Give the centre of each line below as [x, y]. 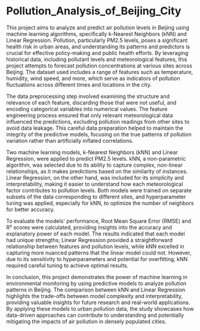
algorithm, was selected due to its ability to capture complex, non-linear [95, 165]
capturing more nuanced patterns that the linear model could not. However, [99, 253]
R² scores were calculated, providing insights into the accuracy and [89, 227]
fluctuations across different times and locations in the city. [79, 84]
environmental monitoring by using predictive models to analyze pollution [96, 283]
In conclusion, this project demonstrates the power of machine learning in [97, 277]
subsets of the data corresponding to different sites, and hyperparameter [96, 197]
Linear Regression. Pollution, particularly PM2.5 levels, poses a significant [97, 40]
